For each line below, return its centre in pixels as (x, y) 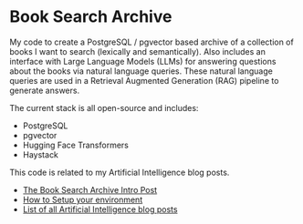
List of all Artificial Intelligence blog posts (100, 209)
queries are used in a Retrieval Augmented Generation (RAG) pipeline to (144, 80)
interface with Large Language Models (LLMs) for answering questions (143, 61)
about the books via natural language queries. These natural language (141, 71)
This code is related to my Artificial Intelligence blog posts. (120, 172)
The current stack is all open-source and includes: (104, 107)
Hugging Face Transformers (76, 145)
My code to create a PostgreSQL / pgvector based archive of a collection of (151, 42)
